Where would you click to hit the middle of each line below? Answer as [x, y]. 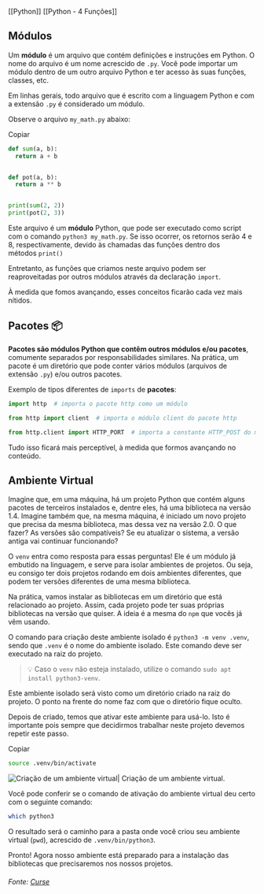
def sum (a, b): [33, 149]
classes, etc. [29, 80]
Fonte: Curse [29, 881]
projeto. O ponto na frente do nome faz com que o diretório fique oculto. [125, 702]
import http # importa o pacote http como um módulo [98, 404]
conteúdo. [25, 455]
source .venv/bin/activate [52, 763]
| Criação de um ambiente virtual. [171, 778]
